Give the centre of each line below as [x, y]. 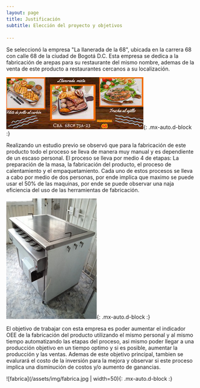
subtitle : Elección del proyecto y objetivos [64, 25]
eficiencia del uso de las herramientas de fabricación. [73, 190]
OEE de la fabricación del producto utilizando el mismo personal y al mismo [100, 335]
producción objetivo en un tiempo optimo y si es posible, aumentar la [92, 348]
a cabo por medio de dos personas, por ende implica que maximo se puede [100, 177]
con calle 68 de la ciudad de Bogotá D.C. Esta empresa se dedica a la [92, 56]
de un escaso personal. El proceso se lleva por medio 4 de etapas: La [93, 158]
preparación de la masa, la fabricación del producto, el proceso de [89, 164]
